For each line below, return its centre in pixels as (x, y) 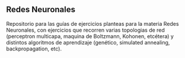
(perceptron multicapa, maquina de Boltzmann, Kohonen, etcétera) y (90, 36)
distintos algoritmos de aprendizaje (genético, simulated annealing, (88, 42)
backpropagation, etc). (34, 49)
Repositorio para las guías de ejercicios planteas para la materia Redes (92, 23)
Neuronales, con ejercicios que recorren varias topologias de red (85, 30)
